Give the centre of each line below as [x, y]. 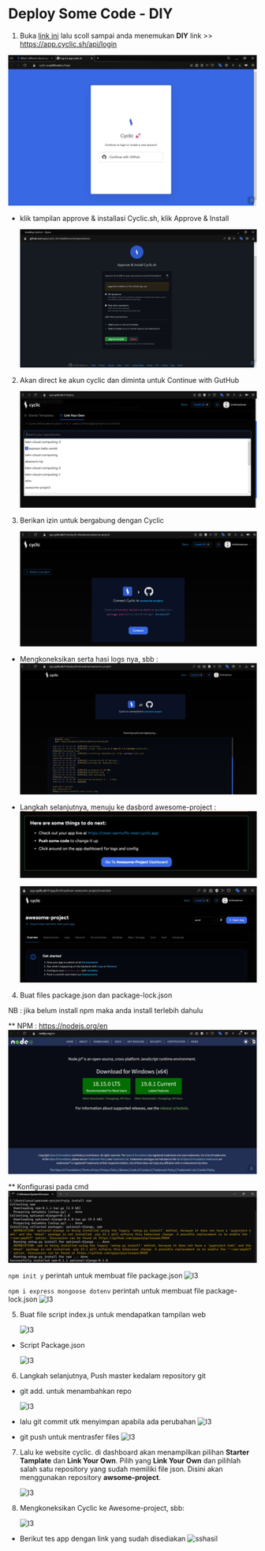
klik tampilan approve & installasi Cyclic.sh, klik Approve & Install [124, 218]
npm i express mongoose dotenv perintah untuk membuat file [106, 1291]
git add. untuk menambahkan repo [75, 1391]
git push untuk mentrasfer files [69, 1437]
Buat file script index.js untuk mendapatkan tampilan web [113, 1315]
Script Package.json [52, 1345]
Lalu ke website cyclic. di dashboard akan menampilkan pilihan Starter [134, 1452]
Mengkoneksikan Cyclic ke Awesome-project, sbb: [102, 1508]
